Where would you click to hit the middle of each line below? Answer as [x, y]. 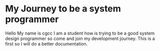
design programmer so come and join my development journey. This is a [80, 38]
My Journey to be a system [63, 9]
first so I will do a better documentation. [47, 43]
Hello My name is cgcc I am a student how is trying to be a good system [80, 33]
